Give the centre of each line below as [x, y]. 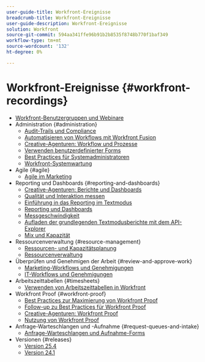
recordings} [37, 100]
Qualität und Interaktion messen [65, 196]
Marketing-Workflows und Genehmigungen [79, 268]
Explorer [35, 228]
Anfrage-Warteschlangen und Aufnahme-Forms [85, 333]
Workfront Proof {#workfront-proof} [61, 294]
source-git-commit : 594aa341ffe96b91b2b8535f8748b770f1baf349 [87, 35]
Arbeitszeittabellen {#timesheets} [57, 280]
